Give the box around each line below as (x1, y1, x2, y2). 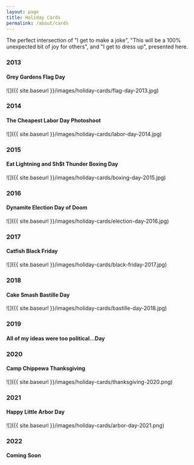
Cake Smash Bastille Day (6, 291, 70, 298)
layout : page (6, 8, 39, 15)
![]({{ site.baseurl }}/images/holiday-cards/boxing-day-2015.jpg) (6, 174, 166, 181)
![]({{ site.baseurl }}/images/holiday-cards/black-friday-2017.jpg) (6, 261, 167, 268)
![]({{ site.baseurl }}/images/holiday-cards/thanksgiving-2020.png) (6, 378, 173, 385)
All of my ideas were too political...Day (6, 334, 105, 342)
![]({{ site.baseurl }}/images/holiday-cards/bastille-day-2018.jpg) (6, 305, 167, 312)
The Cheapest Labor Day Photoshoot (6, 117, 101, 124)
